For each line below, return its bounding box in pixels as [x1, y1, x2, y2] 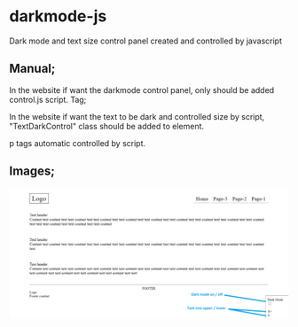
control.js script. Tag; [9, 94, 87, 105]
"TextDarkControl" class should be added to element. [9, 121, 205, 131]
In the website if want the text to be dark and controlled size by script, [9, 111, 265, 121]
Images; [9, 164, 55, 179]
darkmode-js [9, 6, 107, 27]
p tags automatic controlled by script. [9, 137, 146, 148]
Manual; [9, 61, 56, 76]
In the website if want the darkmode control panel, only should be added [9, 84, 275, 95]
